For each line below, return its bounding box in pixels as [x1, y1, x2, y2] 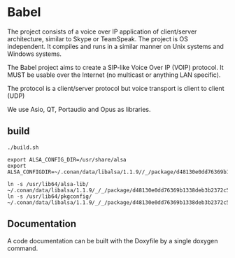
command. [7, 244, 38, 252]
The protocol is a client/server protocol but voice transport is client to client [7, 84, 225, 92]
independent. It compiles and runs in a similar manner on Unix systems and [7, 42, 224, 50]
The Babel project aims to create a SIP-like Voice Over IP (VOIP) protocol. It [7, 63, 224, 71]
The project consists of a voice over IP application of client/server [7, 27, 197, 36]
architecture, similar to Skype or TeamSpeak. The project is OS [7, 34, 189, 43]
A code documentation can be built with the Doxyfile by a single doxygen [7, 236, 218, 245]
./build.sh [7, 144, 39, 151]
